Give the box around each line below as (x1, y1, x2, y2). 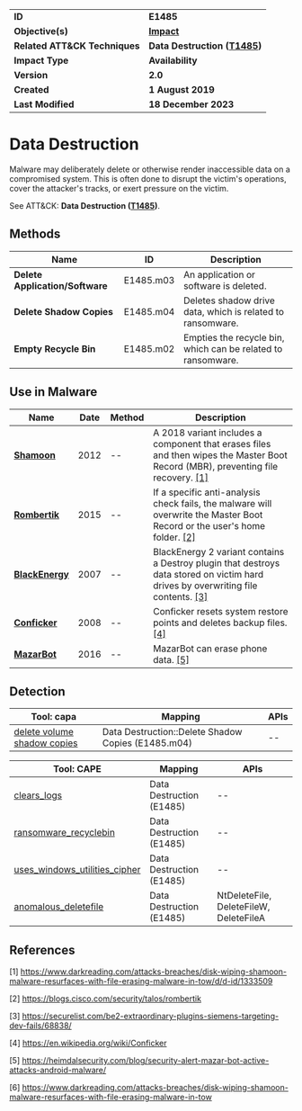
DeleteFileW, (217, 900, 271, 913)
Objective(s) (13, 25, 69, 37)
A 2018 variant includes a (152, 426, 262, 439)
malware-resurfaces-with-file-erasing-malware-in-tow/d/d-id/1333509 (9, 976, 273, 987)
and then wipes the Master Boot (152, 449, 288, 461)
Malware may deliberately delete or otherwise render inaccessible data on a (9, 164, 290, 175)
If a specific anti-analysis (152, 486, 261, 498)
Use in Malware (9, 384, 98, 399)
